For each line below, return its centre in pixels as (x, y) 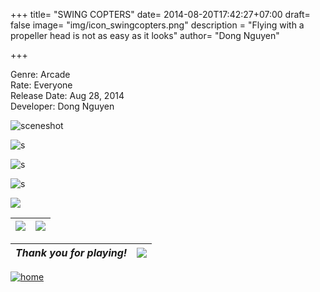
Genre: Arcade (40, 74)
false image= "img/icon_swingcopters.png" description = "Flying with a (157, 25)
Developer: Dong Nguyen (62, 106)
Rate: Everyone (41, 85)
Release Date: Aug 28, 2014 (67, 95)
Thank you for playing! (71, 252)
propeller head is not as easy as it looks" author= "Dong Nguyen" (145, 35)
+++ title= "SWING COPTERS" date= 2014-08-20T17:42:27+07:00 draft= (160, 14)
